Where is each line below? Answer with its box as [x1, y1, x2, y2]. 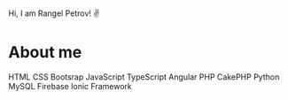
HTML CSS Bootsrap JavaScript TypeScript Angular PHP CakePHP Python [8, 71, 280, 82]
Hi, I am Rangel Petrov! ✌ [8, 8, 100, 19]
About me [8, 42, 82, 63]
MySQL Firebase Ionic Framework [8, 81, 132, 91]
